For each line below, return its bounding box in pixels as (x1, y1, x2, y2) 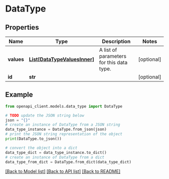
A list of (99, 46, 117, 53)
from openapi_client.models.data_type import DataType (5, 104, 123, 109)
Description (102, 38, 131, 45)
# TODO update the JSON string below (5, 113, 84, 118)
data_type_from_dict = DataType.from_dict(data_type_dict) (5, 159, 132, 164)
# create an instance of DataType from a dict (5, 154, 105, 160)
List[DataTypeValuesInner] (29, 56, 95, 63)
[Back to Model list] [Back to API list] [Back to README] (5, 168, 121, 174)
